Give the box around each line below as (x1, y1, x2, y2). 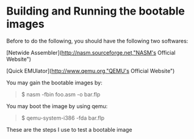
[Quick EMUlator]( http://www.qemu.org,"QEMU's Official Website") (6, 67, 175, 74)
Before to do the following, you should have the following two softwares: (6, 37, 189, 44)
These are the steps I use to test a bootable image (6, 126, 132, 133)
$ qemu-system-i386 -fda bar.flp (21, 114, 105, 121)
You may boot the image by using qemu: (6, 102, 108, 110)
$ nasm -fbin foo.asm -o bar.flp (21, 90, 101, 98)
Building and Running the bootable (6, 4, 185, 18)
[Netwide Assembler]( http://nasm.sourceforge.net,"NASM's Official (6, 49, 176, 56)
